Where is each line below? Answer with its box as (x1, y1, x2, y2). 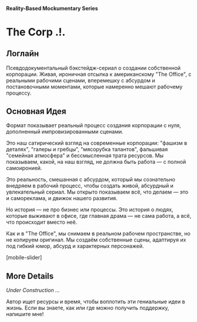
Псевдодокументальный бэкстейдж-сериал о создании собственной (6, 64, 181, 71)
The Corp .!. (6, 25, 66, 38)
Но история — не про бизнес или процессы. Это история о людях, (6, 206, 173, 213)
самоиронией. (6, 165, 42, 172)
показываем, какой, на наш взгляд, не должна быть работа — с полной (6, 158, 186, 165)
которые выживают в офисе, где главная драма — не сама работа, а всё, (6, 213, 192, 220)
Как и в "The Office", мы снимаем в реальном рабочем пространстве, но (6, 230, 191, 237)
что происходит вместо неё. (6, 218, 78, 226)
